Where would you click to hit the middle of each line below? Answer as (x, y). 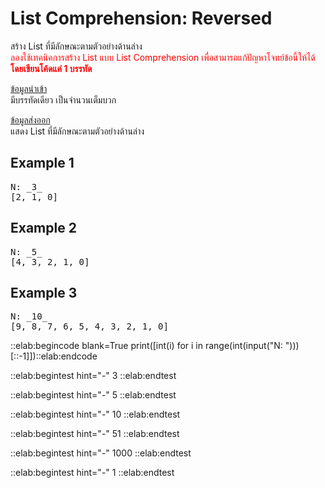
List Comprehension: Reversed (141, 18)
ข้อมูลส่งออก (30, 119)
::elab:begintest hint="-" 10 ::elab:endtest (95, 414)
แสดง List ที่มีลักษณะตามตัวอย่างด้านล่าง (77, 131)
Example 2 (43, 228)
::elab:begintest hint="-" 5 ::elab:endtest (93, 395)
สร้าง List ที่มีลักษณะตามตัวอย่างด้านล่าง (76, 46)
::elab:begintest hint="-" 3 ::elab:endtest (93, 376)
